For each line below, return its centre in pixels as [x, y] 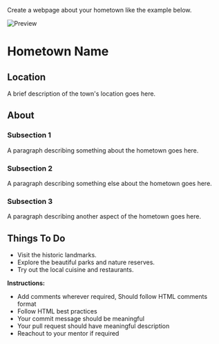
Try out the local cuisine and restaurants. [75, 270]
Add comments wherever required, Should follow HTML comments [112, 297]
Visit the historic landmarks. [57, 255]
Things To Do [36, 238]
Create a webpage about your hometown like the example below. [99, 10]
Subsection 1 [29, 135]
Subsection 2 [30, 168]
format [27, 304]
